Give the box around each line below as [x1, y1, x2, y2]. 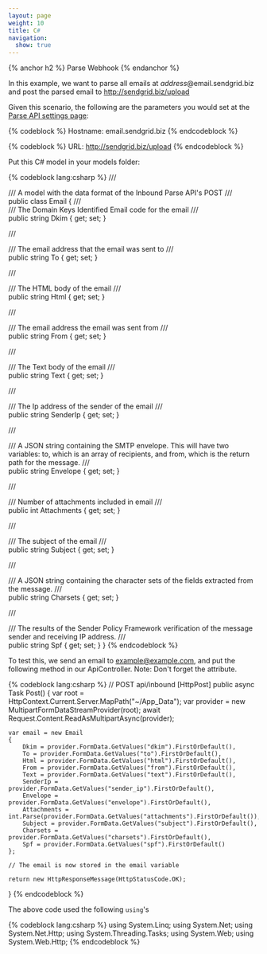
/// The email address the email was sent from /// [8, 323, 168, 333]
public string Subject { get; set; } [8, 545, 115, 554]
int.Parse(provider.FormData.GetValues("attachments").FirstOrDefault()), [8, 813, 261, 821]
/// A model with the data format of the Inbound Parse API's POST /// [8, 188, 233, 197]
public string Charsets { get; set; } [8, 592, 119, 602]
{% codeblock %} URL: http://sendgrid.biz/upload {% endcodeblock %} [8, 142, 244, 151]
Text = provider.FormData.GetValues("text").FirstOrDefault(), [22, 771, 237, 779]
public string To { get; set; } [8, 252, 98, 263]
